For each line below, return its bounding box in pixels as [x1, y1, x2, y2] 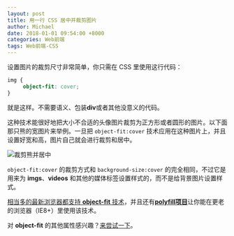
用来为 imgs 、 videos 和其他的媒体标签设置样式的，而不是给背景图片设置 [7, 174, 217, 182]
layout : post [7, 10, 45, 17]
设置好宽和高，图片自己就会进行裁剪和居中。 [7, 135, 136, 144]
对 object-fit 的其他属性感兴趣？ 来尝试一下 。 [7, 221, 137, 229]
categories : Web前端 [7, 36, 65, 43]
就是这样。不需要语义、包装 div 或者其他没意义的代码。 [7, 103, 164, 112]
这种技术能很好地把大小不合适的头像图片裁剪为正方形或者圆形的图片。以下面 [7, 118, 228, 126]
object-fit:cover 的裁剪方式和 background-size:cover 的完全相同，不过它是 [7, 165, 226, 173]
